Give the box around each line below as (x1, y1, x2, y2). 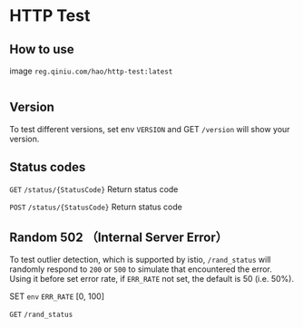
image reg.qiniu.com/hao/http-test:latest (9, 65, 173, 76)
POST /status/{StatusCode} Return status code (9, 201, 183, 212)
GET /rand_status (9, 310, 73, 320)
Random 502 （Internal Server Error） (9, 230, 229, 246)
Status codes (9, 159, 86, 175)
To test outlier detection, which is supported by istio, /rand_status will (9, 255, 271, 265)
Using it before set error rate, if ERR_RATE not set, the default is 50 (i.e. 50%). (9, 274, 295, 285)
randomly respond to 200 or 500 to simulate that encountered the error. (9, 264, 272, 275)
